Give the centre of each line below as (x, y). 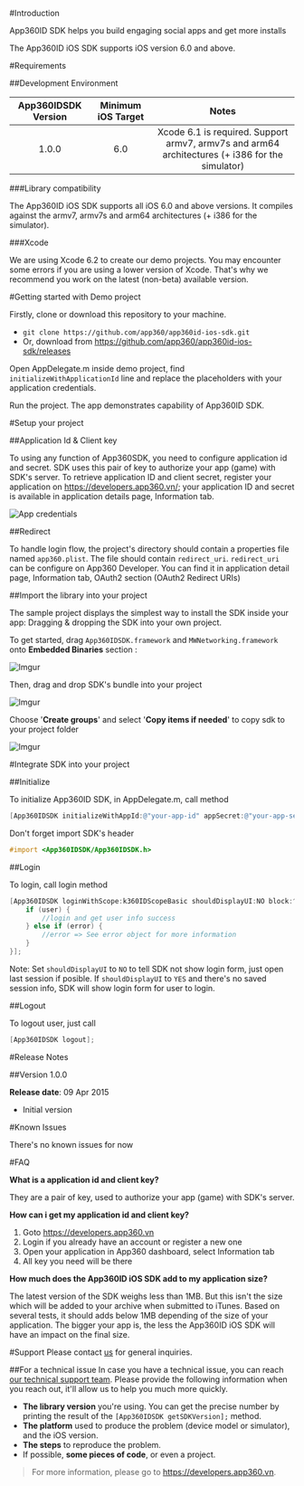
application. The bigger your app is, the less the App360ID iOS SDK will (142, 1325)
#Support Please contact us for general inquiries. (101, 1352)
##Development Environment (64, 83)
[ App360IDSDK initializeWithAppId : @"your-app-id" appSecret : (127, 816)
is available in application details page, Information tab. (112, 496)
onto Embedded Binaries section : (73, 649)
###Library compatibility (55, 188)
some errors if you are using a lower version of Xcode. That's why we (139, 270)
